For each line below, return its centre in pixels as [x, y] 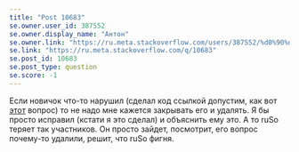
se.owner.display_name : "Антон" [69, 34]
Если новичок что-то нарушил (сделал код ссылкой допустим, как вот [143, 100]
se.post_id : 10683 [43, 59]
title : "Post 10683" [48, 17]
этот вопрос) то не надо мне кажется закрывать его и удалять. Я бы [139, 110]
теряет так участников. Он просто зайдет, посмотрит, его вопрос [133, 129]
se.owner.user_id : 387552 [57, 26]
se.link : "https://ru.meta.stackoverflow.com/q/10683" [113, 51]
